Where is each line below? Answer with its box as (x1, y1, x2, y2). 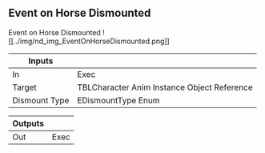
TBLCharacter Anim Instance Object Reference (77, 82, 254, 93)
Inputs (28, 55, 54, 66)
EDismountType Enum (77, 95, 160, 106)
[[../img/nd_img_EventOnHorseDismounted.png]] (8, 36, 170, 46)
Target (12, 82, 38, 93)
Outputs (12, 118, 44, 129)
